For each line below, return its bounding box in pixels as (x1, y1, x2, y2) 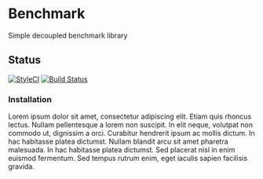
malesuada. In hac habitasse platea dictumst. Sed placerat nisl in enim (8, 145, 236, 155)
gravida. (8, 162, 35, 171)
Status (8, 53, 42, 67)
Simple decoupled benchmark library (8, 31, 128, 40)
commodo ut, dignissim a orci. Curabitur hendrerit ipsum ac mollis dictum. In (8, 129, 255, 138)
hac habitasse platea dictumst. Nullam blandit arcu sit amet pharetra (8, 137, 229, 146)
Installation (8, 93, 53, 104)
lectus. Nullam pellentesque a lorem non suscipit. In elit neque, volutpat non (8, 120, 254, 130)
